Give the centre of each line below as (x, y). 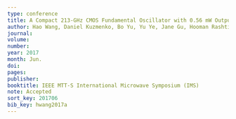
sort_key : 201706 (33, 99)
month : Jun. (25, 59)
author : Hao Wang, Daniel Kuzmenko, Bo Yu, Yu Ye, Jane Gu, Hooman (108, 27)
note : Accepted (29, 92)
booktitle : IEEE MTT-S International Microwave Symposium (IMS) (103, 85)
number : (19, 46)
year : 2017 (23, 53)
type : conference (33, 14)
